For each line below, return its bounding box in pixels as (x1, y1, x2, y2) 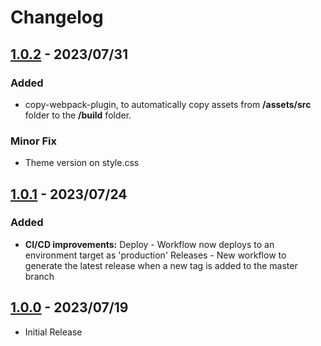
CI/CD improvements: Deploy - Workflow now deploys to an (24, 238, 275, 250)
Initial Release (24, 326, 83, 338)
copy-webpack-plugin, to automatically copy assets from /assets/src (24, 98, 312, 110)
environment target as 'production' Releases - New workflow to (24, 249, 287, 261)
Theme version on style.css (24, 157, 140, 169)
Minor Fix (10, 134, 57, 148)
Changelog (10, 6, 104, 29)
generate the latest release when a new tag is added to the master (24, 259, 298, 271)
